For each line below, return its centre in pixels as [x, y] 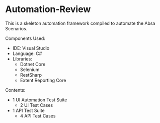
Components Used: [25, 38]
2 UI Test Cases [36, 105]
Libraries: [22, 58]
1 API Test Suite [28, 110]
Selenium [30, 70]
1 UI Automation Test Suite [40, 100]
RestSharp [31, 75]
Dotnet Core [33, 64]
